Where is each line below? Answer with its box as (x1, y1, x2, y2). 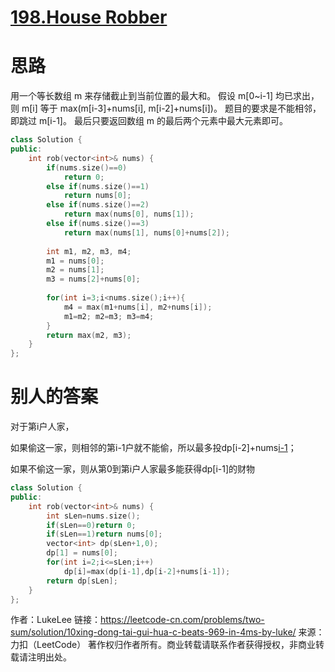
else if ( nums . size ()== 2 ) (46, 200, 150, 210)
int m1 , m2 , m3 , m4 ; (46, 246, 132, 256)
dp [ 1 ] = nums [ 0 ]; (46, 548, 118, 558)
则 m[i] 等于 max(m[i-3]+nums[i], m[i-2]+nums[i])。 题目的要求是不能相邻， (10, 102, 322, 115)
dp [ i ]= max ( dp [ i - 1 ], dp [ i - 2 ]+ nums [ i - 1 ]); (63, 566, 231, 576)
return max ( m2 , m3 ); (46, 330, 132, 340)
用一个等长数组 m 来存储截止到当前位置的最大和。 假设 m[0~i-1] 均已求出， (10, 90, 320, 102)
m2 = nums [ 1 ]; (46, 265, 105, 275)
